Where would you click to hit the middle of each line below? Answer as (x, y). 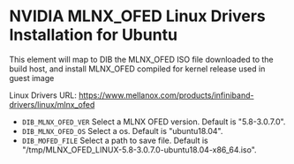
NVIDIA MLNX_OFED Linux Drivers (138, 16)
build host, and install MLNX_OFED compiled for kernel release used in (137, 69)
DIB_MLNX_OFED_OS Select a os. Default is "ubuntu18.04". (122, 130)
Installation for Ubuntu (94, 35)
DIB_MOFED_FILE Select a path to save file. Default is (115, 140)
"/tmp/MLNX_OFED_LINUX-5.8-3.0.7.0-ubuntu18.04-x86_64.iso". (139, 149)
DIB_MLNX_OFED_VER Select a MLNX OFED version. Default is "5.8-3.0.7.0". (154, 122)
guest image (32, 78)
